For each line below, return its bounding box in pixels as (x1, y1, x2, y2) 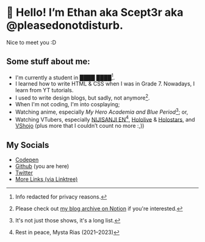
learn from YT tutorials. (15, 87, 74, 94)
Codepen (15, 156, 39, 164)
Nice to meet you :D (6, 38, 57, 46)
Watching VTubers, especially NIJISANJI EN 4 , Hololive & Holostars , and (15, 114, 195, 123)
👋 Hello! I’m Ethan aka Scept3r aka (6, 5, 184, 20)
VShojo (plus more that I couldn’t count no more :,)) (15, 122, 145, 130)
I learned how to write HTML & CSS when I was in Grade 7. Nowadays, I (15, 80, 195, 87)
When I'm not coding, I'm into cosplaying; (15, 101, 120, 108)
